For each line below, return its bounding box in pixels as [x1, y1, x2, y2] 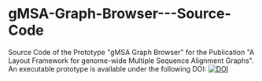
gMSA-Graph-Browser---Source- [8, 5, 231, 23]
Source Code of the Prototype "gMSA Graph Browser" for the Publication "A [8, 47, 255, 57]
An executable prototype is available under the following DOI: [8, 64, 207, 73]
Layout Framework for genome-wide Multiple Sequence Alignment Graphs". [8, 56, 254, 65]
